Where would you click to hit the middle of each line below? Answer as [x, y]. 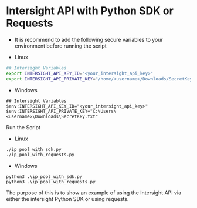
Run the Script [23, 127]
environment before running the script [60, 46]
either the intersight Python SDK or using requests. [67, 199]
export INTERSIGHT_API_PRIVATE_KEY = [51, 79]
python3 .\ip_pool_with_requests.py [51, 182]
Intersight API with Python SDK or [90, 11]
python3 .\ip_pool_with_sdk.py [44, 177]
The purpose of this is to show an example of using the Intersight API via [94, 193]
